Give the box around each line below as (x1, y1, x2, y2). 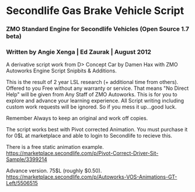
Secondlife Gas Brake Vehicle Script (6, 4, 184, 18)
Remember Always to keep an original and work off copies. (6, 115, 148, 122)
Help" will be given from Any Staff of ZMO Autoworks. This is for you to (6, 91, 177, 98)
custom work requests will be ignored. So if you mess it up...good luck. (6, 103, 177, 110)
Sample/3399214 (6, 156, 48, 163)
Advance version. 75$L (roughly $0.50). (6, 167, 102, 174)
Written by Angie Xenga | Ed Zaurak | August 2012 (6, 48, 152, 56)
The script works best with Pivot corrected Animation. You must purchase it (6, 126, 188, 133)
